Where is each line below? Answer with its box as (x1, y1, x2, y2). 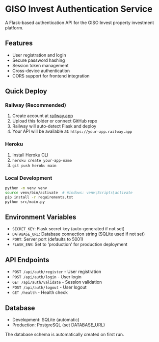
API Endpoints (5, 256, 50, 264)
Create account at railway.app (12, 113, 73, 119)
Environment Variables (5, 213, 77, 221)
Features (5, 39, 33, 48)
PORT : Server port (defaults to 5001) (12, 236, 83, 242)
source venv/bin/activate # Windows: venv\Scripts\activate (5, 190, 133, 195)
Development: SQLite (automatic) (12, 317, 79, 322)
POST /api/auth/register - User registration (12, 269, 102, 275)
